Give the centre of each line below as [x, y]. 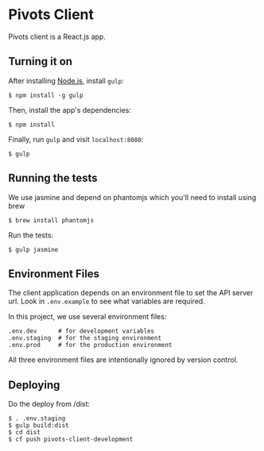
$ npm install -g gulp [46, 95]
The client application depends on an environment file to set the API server [131, 293]
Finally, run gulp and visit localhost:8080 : [76, 139]
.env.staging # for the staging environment [85, 338]
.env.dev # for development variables [82, 331]
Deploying [34, 385]
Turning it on [41, 62]
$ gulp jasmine [33, 249]
